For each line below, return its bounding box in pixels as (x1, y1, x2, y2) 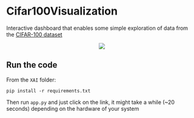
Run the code (6, 60, 58, 71)
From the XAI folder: (6, 76, 56, 83)
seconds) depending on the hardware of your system (6, 105, 139, 112)
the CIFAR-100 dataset (6, 30, 62, 38)
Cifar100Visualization (6, 4, 118, 18)
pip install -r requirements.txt (6, 88, 91, 94)
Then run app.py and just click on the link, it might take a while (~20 (6, 99, 175, 106)
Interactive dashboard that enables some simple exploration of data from (6, 24, 189, 32)
